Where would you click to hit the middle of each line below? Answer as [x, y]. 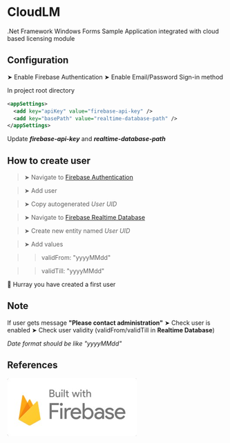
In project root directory [41, 90]
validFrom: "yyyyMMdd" [76, 258]
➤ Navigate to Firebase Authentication [78, 178]
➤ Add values [44, 244]
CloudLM [34, 12]
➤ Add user [40, 191]
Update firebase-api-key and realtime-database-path [86, 139]
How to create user [49, 161]
